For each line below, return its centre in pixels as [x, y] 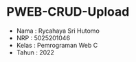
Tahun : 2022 [35, 52]
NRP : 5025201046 [43, 37]
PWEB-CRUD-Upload [68, 12]
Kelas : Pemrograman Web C [57, 45]
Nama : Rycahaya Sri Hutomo [58, 31]
